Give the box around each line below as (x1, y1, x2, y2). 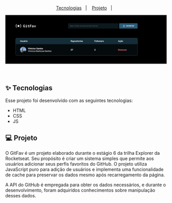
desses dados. (5, 192, 36, 198)
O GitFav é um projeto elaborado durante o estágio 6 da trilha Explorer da (5, 150, 160, 156)
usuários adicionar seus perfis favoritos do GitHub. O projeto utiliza (5, 160, 147, 167)
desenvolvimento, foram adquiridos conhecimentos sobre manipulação (5, 187, 155, 193)
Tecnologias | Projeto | (56, 5, 113, 11)
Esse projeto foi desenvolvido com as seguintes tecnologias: (5, 97, 133, 104)
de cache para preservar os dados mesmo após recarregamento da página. (5, 172, 165, 178)
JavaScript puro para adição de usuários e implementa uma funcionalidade (5, 166, 164, 172)
